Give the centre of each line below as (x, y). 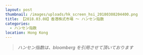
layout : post (19, 10)
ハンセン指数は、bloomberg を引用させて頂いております (76, 47)
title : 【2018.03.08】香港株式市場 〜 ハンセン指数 (55, 19)
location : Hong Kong (27, 33)
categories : (18, 24)
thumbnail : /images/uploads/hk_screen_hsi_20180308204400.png (71, 14)
